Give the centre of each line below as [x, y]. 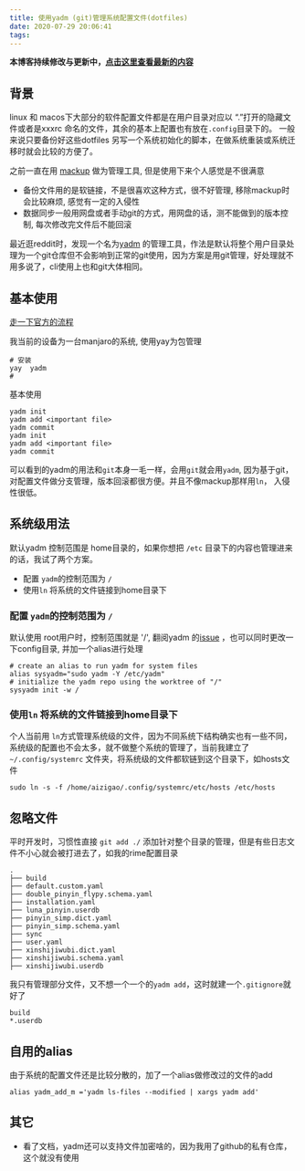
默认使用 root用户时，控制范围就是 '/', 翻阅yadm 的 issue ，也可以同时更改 [147, 638]
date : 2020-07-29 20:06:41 [61, 26]
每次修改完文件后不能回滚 [84, 225]
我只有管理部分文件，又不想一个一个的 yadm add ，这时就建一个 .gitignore [146, 984]
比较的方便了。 [69, 152]
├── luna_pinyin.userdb [55, 910]
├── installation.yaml [53, 903]
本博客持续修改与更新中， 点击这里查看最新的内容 [101, 62]
